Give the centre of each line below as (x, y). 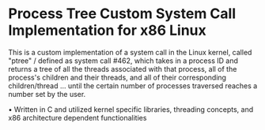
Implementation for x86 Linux (108, 30)
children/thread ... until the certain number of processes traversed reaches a (133, 85)
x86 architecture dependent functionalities (78, 117)
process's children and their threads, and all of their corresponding (117, 77)
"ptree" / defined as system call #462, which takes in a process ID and (123, 61)
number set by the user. (47, 94)
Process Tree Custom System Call (122, 14)
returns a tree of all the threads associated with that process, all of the (123, 69)
